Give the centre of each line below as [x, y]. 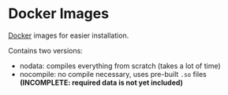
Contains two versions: [45, 50]
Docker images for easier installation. [69, 35]
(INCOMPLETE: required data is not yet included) [101, 82]
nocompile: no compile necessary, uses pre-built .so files [113, 74]
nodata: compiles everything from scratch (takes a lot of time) [120, 66]
